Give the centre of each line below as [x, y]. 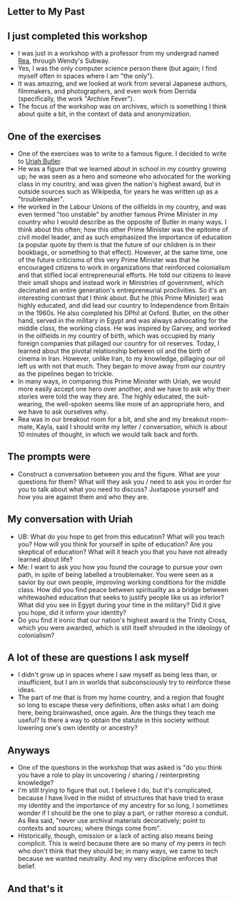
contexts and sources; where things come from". [90, 829]
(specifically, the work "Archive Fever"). [76, 99]
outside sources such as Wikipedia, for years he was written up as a [118, 191]
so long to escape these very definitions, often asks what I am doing [118, 705]
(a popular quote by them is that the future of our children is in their [117, 245]
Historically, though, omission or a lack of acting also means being [115, 836]
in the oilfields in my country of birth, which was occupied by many [116, 336]
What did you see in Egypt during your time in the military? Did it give [119, 605]
